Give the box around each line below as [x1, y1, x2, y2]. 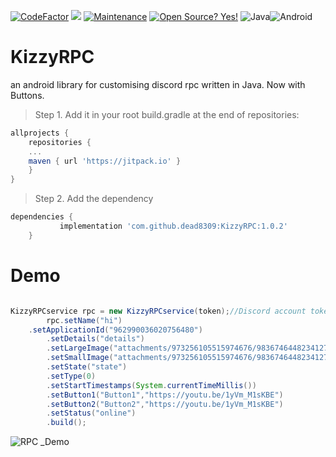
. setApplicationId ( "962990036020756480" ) [28, 325, 203, 335]
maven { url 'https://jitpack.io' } [28, 156, 182, 166]
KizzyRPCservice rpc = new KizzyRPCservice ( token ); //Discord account [10, 306, 307, 316]
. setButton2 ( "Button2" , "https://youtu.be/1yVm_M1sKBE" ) [46, 399, 284, 409]
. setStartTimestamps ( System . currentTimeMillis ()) [46, 380, 257, 390]
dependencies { [10, 212, 74, 222]
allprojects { [10, 128, 70, 138]
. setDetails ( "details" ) [46, 334, 145, 344]
